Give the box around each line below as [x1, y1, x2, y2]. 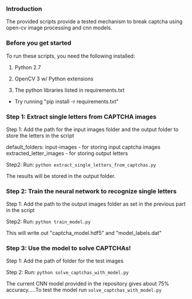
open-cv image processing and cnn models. [6, 24, 113, 31]
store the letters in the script [6, 132, 74, 139]
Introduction [6, 5, 42, 13]
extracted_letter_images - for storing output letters [6, 149, 128, 157]
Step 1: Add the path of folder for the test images [6, 257, 124, 264]
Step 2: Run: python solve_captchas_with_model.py [6, 269, 129, 276]
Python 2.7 [14, 63, 41, 70]
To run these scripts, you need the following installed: [6, 52, 136, 59]
